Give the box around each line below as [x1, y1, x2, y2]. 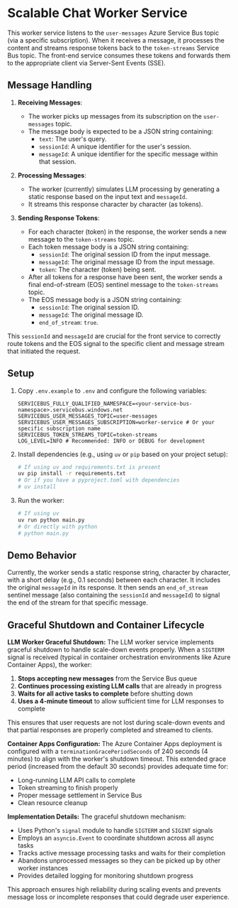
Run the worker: [17, 496, 65, 505]
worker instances [17, 864, 69, 872]
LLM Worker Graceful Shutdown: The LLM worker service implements [7, 638, 215, 647]
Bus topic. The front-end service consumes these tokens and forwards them [7, 51, 231, 60]
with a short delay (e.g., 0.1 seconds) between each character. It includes [7, 575, 221, 584]
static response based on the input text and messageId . [28, 192, 188, 200]
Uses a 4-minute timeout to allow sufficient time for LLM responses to [17, 697, 225, 706]
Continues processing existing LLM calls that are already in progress [17, 682, 222, 691]
